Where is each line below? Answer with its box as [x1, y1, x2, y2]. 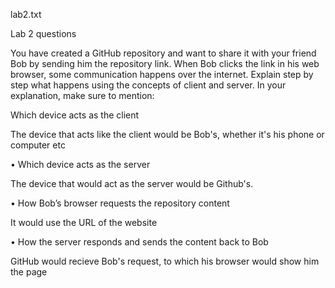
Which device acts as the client [10, 109, 140, 121]
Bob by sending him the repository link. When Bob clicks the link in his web [10, 58, 320, 69]
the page [10, 266, 48, 278]
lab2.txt [10, 9, 42, 20]
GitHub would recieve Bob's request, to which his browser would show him [10, 255, 320, 267]
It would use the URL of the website [10, 217, 158, 228]
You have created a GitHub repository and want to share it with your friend [10, 47, 317, 59]
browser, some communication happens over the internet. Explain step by [10, 69, 314, 80]
